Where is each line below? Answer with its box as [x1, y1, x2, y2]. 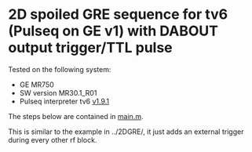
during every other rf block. [8, 135, 97, 144]
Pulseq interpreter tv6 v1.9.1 [19, 96, 110, 106]
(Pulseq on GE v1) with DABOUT [8, 22, 218, 40]
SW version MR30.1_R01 [19, 88, 97, 97]
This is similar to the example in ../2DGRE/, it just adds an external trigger [8, 127, 244, 136]
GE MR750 [19, 80, 55, 89]
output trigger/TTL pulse [8, 39, 173, 56]
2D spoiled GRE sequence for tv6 [8, 5, 228, 24]
